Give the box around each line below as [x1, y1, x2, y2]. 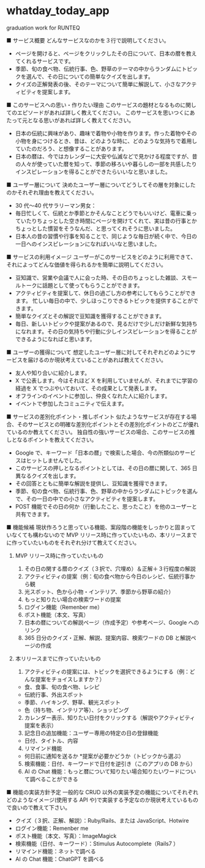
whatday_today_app [6, 4, 110, 18]
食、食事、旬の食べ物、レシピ [24, 683, 100, 690]
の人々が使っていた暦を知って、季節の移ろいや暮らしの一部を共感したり [15, 160, 197, 168]
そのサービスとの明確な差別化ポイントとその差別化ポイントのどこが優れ [17, 420, 199, 428]
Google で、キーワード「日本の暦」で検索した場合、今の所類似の [15, 449, 180, 456]
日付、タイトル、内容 [24, 737, 78, 744]
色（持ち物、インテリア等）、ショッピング [24, 706, 130, 713]
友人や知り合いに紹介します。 [15, 369, 91, 377]
